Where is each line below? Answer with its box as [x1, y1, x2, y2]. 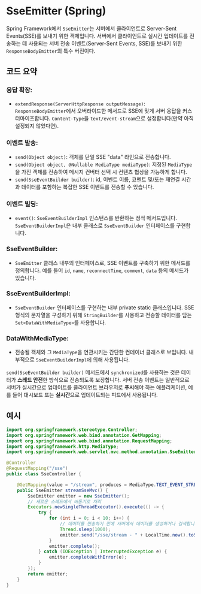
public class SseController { [6, 471, 82, 477]
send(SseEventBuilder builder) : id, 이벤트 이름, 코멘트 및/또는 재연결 [14, 176, 181, 183]
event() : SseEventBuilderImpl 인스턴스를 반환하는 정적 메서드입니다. [14, 215, 178, 222]
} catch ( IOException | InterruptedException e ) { [38, 548, 167, 555]
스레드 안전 [17, 376, 43, 384]
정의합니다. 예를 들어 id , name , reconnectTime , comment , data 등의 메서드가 [14, 267, 189, 274]
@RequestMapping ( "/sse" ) [6, 466, 68, 472]
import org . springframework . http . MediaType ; [6, 444, 119, 450]
